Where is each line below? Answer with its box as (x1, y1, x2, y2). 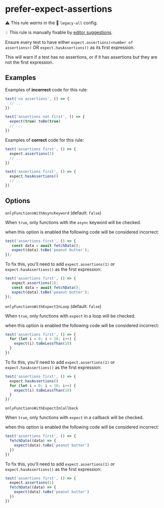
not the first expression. (5, 59, 54, 65)
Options (5, 196, 31, 205)
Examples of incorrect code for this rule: (5, 86, 88, 92)
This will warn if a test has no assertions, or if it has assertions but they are (5, 54, 158, 60)
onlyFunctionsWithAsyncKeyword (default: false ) (5, 210, 102, 216)
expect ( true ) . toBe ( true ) (9, 119, 61, 124)
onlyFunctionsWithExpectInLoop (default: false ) (5, 303, 102, 309)
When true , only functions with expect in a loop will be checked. (5, 313, 136, 319)
